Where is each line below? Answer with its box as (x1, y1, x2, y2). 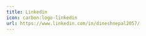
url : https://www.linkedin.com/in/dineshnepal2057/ (6, 20, 140, 26)
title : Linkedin (6, 9, 47, 15)
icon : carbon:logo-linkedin (6, 15, 78, 21)
